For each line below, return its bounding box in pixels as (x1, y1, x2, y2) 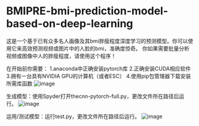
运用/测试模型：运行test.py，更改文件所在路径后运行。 (6, 112, 140, 120)
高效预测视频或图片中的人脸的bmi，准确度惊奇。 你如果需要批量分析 (22, 45, 190, 52)
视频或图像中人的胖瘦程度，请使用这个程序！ (6, 52, 117, 59)
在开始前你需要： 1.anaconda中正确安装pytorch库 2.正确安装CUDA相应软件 (6, 64, 191, 72)
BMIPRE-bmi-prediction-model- (6, 4, 169, 18)
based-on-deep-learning (6, 17, 133, 30)
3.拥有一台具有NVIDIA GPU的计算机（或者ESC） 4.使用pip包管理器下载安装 (6, 72, 191, 79)
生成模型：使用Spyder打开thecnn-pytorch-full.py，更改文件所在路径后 (6, 93, 179, 100)
